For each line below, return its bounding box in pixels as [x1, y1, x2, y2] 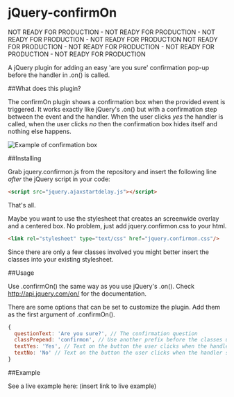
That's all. [8, 201, 36, 209]
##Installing [8, 154, 42, 162]
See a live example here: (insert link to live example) [8, 382, 157, 390]
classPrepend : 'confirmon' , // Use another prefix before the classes [14, 337, 223, 344]
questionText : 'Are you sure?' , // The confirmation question [14, 330, 198, 337]
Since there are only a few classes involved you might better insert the [8, 248, 210, 256]
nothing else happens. [8, 127, 72, 135]
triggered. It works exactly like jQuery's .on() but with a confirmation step [8, 105, 217, 113]
